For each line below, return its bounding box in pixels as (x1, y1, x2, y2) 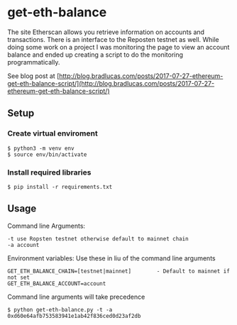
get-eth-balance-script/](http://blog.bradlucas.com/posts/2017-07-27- (7, 79, 215, 87)
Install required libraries (7, 167, 92, 177)
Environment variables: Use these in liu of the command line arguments (7, 253, 216, 263)
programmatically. (7, 57, 60, 66)
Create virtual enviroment (7, 128, 98, 138)
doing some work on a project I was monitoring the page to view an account (7, 43, 230, 51)
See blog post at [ (7, 72, 60, 80)
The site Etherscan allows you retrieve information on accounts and (7, 28, 204, 36)
